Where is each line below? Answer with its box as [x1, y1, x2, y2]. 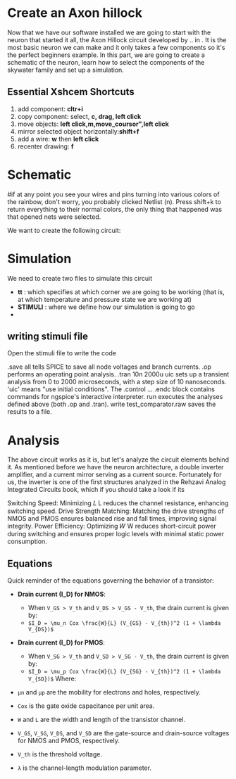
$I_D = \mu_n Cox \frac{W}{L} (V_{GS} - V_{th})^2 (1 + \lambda [27, 620, 221, 627]
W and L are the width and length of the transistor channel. [17, 716, 185, 724]
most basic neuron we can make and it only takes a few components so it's [7, 43, 225, 51]
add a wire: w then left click [17, 134, 99, 143]
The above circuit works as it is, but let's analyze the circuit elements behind [7, 455, 230, 464]
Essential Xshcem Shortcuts [7, 86, 135, 98]
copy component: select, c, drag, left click [17, 112, 142, 120]
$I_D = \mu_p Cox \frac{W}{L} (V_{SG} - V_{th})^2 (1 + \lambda [27, 669, 221, 676]
